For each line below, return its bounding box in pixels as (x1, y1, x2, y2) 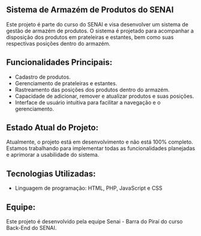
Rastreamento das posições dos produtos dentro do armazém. (14, 86, 170, 93)
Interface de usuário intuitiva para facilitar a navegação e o (14, 98, 161, 106)
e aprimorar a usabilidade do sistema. (6, 151, 100, 159)
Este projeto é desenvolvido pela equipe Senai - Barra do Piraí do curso (6, 218, 183, 225)
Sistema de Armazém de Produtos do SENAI (6, 5, 174, 15)
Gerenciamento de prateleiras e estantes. (14, 79, 118, 86)
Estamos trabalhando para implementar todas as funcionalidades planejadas (6, 145, 196, 152)
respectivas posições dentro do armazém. (6, 40, 111, 47)
